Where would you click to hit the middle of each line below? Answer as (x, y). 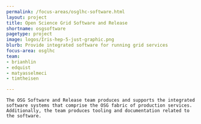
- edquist (19, 67)
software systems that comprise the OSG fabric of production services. (99, 105)
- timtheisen (23, 78)
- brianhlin (21, 62)
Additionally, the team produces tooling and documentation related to (98, 111)
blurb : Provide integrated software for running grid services (87, 46)
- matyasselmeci (26, 73)
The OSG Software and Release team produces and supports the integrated (101, 100)
